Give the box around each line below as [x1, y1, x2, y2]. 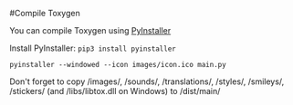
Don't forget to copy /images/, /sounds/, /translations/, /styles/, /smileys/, [9, 76, 285, 87]
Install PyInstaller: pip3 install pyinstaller [9, 43, 176, 53]
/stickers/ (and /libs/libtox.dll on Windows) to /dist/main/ [9, 86, 221, 96]
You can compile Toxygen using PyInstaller [9, 25, 172, 35]
